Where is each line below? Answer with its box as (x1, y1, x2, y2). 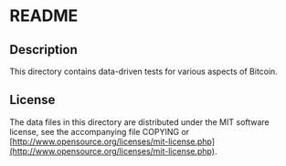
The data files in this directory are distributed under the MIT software (9, 116, 270, 128)
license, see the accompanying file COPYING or (9, 126, 190, 137)
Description (9, 42, 78, 57)
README (9, 5, 79, 26)
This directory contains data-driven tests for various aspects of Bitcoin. (9, 66, 279, 77)
